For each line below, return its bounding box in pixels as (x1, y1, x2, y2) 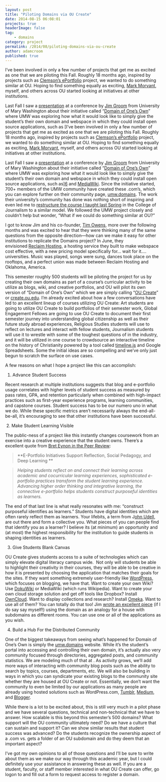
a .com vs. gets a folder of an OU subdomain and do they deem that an (5, 735, 150, 741)
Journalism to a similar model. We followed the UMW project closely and (5, 207, 153, 213)
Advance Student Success (12, 372, 67, 378)
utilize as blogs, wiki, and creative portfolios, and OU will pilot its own (5, 284, 146, 290)
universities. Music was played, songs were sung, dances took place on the (5, 254, 159, 260)
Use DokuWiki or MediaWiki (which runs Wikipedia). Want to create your (5, 586, 152, 592)
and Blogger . (5, 694, 31, 700)
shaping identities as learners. (5, 535, 67, 541)
